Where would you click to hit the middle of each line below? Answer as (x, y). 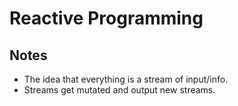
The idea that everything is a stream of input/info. (126, 79)
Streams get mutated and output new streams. (119, 90)
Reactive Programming (106, 18)
